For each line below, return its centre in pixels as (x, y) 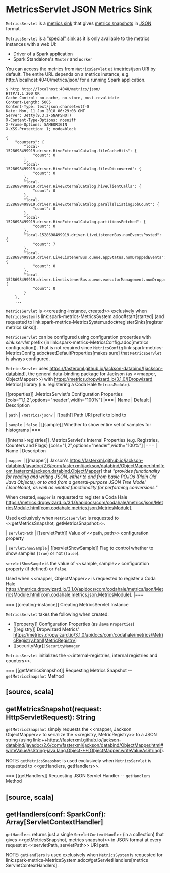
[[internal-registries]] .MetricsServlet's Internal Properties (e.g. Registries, (82, 440)
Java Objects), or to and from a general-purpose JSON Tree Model (76, 482)
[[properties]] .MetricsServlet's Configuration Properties (64, 394)
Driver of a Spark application (43, 54)
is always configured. (28, 359)
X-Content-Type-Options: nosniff (41, 120)
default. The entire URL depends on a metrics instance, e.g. (68, 74)
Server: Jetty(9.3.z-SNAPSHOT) (39, 115)
